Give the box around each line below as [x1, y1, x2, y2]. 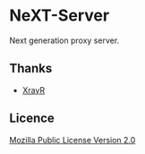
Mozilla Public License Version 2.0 [9, 134, 136, 145]
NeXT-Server [9, 5, 110, 26]
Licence [9, 111, 55, 126]
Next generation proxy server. [9, 35, 120, 46]
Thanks [9, 61, 53, 76]
